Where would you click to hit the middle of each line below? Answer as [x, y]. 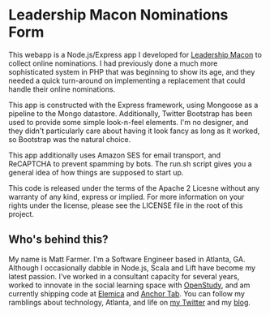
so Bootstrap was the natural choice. [70, 139]
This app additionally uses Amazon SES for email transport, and [115, 155]
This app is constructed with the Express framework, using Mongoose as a [133, 105]
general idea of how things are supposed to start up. [96, 172]
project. [21, 214]
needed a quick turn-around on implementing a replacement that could [127, 80]
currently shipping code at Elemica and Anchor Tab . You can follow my [127, 293]
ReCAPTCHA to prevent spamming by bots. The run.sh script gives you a [131, 163]
